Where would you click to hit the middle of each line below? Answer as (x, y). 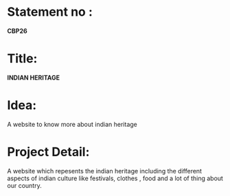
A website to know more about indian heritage (72, 124)
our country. (25, 185)
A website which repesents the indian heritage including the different (105, 171)
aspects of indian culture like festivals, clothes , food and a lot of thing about (115, 178)
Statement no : (50, 12)
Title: (22, 59)
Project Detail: (48, 152)
